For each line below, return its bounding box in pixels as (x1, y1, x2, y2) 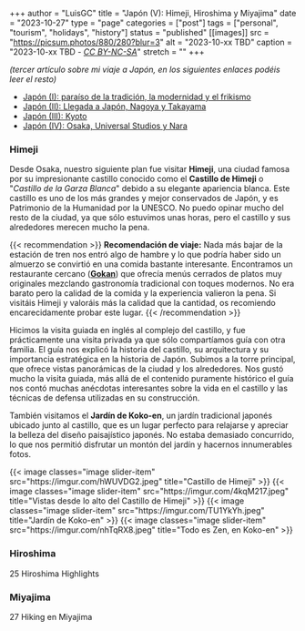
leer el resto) (9, 74, 57, 85)
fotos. (9, 449, 32, 460)
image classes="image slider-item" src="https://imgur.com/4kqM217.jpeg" (9, 486, 290, 497)
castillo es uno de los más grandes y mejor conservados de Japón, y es (9, 193, 280, 204)
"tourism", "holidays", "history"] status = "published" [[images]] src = (9, 27, 270, 37)
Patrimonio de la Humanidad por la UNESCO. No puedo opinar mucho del (9, 202, 284, 213)
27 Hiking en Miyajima (9, 611, 93, 622)
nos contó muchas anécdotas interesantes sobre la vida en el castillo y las (9, 382, 289, 394)
